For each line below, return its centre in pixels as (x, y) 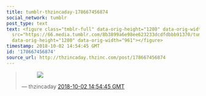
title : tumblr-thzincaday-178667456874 (57, 12)
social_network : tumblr (37, 18)
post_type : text (27, 23)
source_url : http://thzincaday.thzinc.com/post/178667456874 (86, 57)
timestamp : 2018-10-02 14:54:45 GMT (53, 46)
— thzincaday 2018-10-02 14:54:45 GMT (73, 86)
